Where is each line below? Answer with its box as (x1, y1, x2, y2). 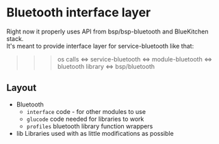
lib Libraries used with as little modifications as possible (16, 129, 174, 137)
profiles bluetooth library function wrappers (26, 121, 153, 130)
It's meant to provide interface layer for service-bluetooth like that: (6, 42, 194, 50)
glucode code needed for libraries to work (26, 115, 144, 123)
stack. (6, 34, 24, 42)
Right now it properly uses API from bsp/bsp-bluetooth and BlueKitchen (6, 27, 209, 35)
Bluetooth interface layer (6, 5, 151, 20)
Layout (6, 82, 37, 93)
